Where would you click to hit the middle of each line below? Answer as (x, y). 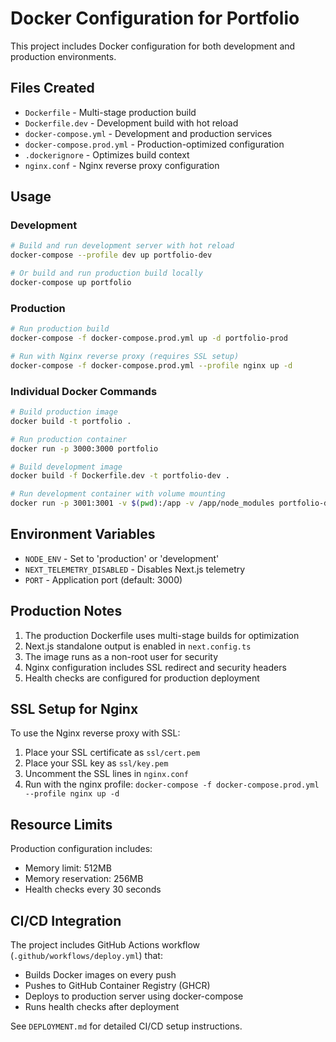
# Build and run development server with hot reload (122, 246)
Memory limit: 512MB (68, 868)
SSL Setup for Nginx (74, 709)
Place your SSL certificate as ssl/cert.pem (112, 753)
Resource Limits (61, 824)
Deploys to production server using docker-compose (134, 996)
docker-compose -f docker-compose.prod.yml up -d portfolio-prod (149, 338)
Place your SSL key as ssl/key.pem (96, 763)
